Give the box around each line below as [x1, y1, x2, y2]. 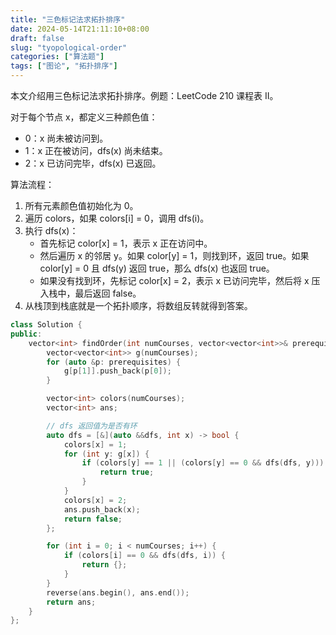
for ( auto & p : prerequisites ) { [46, 357, 182, 367]
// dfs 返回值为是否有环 [46, 421, 138, 431]
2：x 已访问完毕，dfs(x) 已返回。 [24, 157, 162, 169]
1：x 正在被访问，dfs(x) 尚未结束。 [24, 145, 168, 156]
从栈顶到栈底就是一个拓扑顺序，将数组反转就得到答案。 [24, 300, 253, 311]
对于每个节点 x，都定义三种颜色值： [10, 111, 158, 123]
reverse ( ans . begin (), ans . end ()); [46, 587, 190, 598]
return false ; [63, 514, 123, 524]
